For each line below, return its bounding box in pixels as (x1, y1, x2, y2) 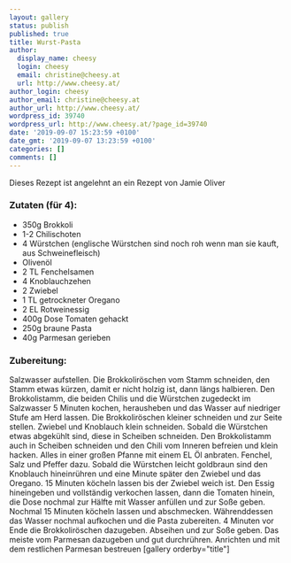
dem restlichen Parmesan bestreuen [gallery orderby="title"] (9, 544, 230, 554)
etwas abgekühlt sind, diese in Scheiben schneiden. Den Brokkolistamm (9, 431, 272, 442)
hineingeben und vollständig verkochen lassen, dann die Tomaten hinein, (9, 488, 276, 498)
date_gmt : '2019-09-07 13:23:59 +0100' (9, 136, 157, 145)
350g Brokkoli (21, 219, 73, 230)
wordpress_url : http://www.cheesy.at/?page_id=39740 (9, 120, 208, 129)
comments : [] (9, 152, 57, 162)
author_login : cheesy (9, 87, 89, 96)
